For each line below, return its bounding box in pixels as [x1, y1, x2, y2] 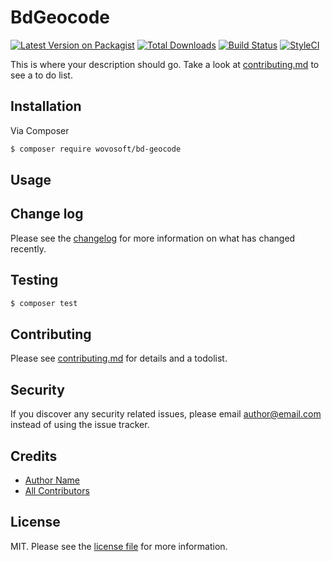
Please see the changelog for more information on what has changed [10, 232, 296, 244]
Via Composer [10, 124, 70, 136]
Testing [10, 272, 59, 289]
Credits [10, 447, 58, 465]
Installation [10, 98, 82, 115]
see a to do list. [10, 69, 73, 81]
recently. [10, 242, 47, 255]
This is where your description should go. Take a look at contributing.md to [10, 58, 320, 70]
